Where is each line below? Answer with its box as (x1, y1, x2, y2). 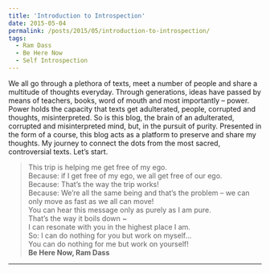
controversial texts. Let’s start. (8, 146, 108, 157)
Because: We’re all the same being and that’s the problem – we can (27, 188, 251, 198)
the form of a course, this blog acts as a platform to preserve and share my (8, 129, 257, 139)
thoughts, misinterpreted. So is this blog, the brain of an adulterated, (8, 112, 235, 122)
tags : (8, 34, 27, 43)
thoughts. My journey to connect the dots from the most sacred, (8, 138, 221, 148)
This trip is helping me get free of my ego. (27, 162, 167, 172)
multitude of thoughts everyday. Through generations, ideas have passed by (8, 87, 261, 96)
